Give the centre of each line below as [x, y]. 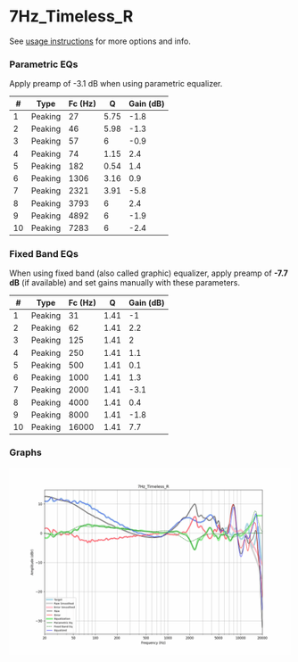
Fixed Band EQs [44, 253]
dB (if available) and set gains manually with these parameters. [125, 283]
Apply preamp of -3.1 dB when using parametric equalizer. [116, 84]
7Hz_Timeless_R [71, 17]
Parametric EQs [44, 64]
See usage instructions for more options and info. [100, 41]
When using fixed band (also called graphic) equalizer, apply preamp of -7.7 [149, 273]
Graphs [25, 452]
